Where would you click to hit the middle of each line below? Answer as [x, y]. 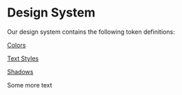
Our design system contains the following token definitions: [91, 32]
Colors [16, 45]
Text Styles [23, 58]
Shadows [20, 72]
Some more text [30, 85]
